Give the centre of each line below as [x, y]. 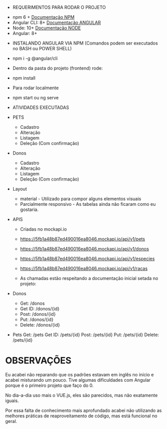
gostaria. [29, 209]
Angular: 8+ [25, 33]
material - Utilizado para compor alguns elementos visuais [80, 199]
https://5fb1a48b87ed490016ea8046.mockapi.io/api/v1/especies [87, 259]
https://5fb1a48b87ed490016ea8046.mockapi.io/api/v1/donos [85, 249]
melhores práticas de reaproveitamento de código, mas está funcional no [81, 416]
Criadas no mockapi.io [43, 229]
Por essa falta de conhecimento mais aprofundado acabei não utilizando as [83, 410]
